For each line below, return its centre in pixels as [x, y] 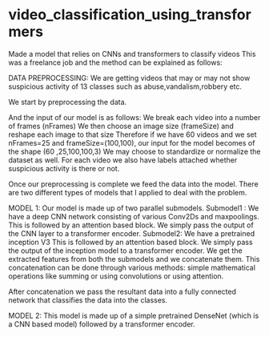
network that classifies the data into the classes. [88, 300]
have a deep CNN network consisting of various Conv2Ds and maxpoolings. [134, 216]
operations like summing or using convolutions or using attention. [116, 276]
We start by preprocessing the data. [68, 102]
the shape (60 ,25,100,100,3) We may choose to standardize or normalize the [134, 151]
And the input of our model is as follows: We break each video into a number [134, 117]
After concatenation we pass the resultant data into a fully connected [122, 291]
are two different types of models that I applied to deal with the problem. [128, 192]
